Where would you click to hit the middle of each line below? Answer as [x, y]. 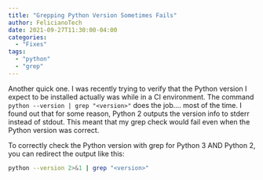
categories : [27, 37]
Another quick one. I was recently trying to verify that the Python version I [128, 88]
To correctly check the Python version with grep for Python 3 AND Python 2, [132, 145]
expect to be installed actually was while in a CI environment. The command [131, 97]
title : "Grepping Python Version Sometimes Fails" [93, 15]
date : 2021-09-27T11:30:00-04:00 [63, 30]
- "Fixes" [31, 45]
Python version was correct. [54, 130]
